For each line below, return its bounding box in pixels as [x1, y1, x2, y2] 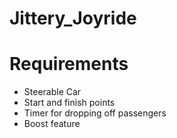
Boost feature [23, 118, 81, 130]
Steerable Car [23, 86, 82, 98]
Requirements [9, 53, 129, 76]
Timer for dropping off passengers [23, 107, 167, 119]
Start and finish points [23, 97, 116, 109]
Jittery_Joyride [9, 7, 137, 30]
